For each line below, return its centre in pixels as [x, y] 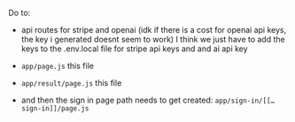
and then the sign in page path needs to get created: [117, 100]
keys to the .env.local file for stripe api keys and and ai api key [135, 49]
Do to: [19, 13]
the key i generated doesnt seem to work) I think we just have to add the [153, 39]
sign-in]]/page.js [55, 109]
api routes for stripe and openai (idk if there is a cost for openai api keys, [154, 30]
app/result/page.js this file [71, 83]
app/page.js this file [58, 66]
